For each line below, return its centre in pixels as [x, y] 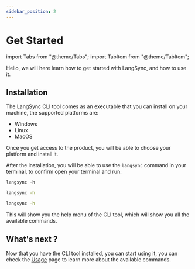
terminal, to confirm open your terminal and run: [64, 172]
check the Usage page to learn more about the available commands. [89, 259]
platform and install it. [32, 154]
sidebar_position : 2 [31, 11]
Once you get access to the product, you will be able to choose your [88, 148]
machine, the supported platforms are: [52, 113]
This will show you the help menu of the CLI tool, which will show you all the [98, 215]
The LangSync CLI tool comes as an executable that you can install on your [97, 106]
